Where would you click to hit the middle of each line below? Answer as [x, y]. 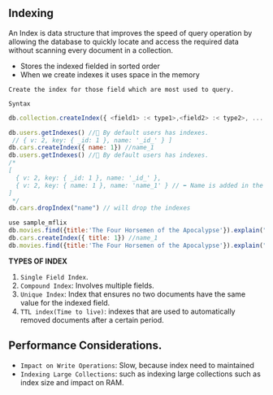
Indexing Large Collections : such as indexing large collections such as [141, 374]
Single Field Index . [54, 276]
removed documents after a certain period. [92, 319]
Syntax [19, 104]
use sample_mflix [38, 223]
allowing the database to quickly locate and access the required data [124, 41]
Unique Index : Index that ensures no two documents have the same [133, 294]
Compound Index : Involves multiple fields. [87, 285]
